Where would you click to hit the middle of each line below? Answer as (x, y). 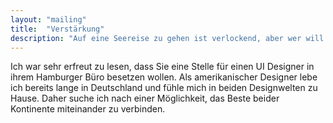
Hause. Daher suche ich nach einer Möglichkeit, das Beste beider (145, 98)
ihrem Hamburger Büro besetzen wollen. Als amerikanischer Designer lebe (164, 77)
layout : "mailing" (48, 19)
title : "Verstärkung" (57, 29)
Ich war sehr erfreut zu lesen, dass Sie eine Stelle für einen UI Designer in (162, 67)
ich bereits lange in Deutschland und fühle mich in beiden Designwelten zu (164, 88)
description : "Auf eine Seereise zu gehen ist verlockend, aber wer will (167, 38)
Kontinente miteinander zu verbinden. (88, 109)
